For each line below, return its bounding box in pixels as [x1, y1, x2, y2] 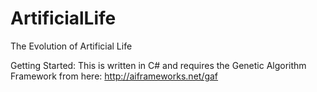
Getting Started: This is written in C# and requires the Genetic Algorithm [10, 59, 307, 71]
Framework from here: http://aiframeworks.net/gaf [10, 70, 219, 82]
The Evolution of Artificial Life [10, 40, 133, 52]
